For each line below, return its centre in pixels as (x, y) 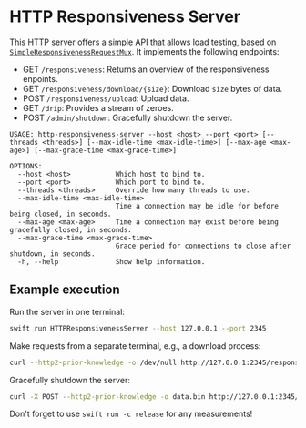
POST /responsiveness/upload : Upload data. (106, 98)
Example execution (65, 290)
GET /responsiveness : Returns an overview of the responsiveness (146, 69)
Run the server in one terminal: (67, 311)
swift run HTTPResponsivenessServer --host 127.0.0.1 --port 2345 (138, 328)
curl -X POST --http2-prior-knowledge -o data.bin (107, 397)
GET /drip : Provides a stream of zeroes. (98, 107)
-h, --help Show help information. (112, 261)
